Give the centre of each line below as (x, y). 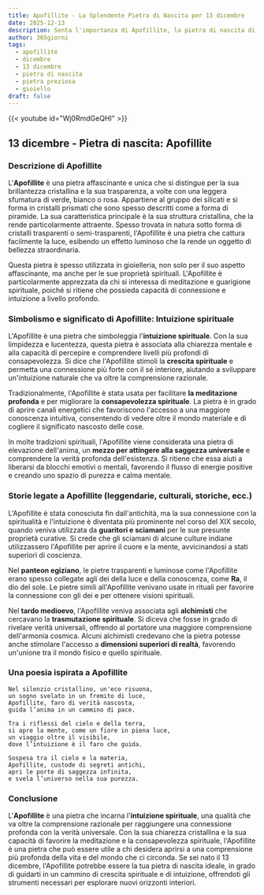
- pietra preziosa (46, 81)
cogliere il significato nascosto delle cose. (76, 427)
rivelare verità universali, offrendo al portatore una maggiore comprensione (130, 627)
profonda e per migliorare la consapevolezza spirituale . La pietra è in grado (132, 402)
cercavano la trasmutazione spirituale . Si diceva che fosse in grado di (123, 618)
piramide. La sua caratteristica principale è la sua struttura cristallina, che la (131, 216)
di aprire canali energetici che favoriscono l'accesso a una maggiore (119, 410)
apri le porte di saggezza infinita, (70, 772)
